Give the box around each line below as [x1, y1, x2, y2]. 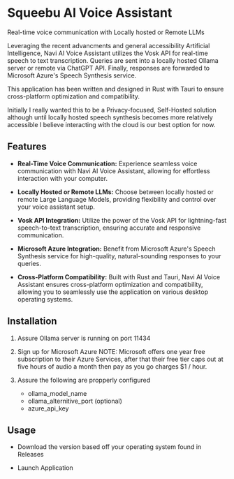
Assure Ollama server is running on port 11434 [17, 334, 151, 342]
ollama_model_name [27, 389, 87, 397]
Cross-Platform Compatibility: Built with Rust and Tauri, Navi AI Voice [17, 272, 221, 281]
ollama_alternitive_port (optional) [27, 397, 122, 405]
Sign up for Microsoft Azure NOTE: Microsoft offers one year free [17, 347, 205, 355]
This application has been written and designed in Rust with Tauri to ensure [7, 84, 224, 93]
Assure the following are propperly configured [17, 376, 151, 384]
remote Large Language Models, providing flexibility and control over [17, 195, 217, 203]
